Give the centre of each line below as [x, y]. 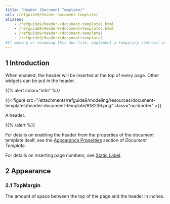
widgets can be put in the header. [40, 81]
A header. [15, 115]
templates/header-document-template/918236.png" [59, 105]
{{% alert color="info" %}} [33, 90]
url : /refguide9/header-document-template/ [52, 15]
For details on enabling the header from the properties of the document [80, 134]
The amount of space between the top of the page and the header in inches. [85, 196]
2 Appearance [28, 171]
